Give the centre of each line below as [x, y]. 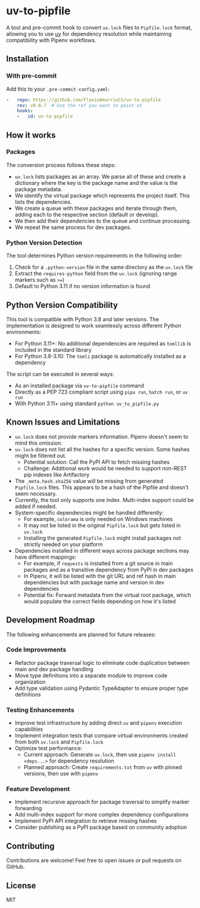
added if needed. [36, 506]
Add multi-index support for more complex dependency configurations [101, 814]
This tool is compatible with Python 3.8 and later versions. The [83, 319]
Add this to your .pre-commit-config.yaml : [58, 89]
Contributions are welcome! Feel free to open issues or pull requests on [94, 860]
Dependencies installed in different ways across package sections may [102, 550]
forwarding [28, 808]
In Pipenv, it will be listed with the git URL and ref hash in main [100, 576]
